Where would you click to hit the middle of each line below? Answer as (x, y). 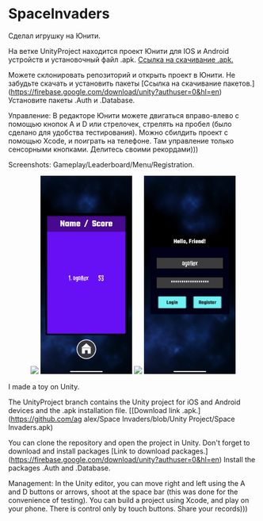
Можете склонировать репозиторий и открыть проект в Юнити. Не (122, 75)
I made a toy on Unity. (44, 386)
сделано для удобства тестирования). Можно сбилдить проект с (118, 132)
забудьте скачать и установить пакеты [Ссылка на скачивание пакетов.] (131, 83)
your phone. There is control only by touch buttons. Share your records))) (128, 508)
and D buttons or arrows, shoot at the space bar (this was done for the (123, 492)
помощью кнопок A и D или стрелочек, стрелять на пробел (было (120, 124)
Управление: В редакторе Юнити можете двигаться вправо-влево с (124, 115)
